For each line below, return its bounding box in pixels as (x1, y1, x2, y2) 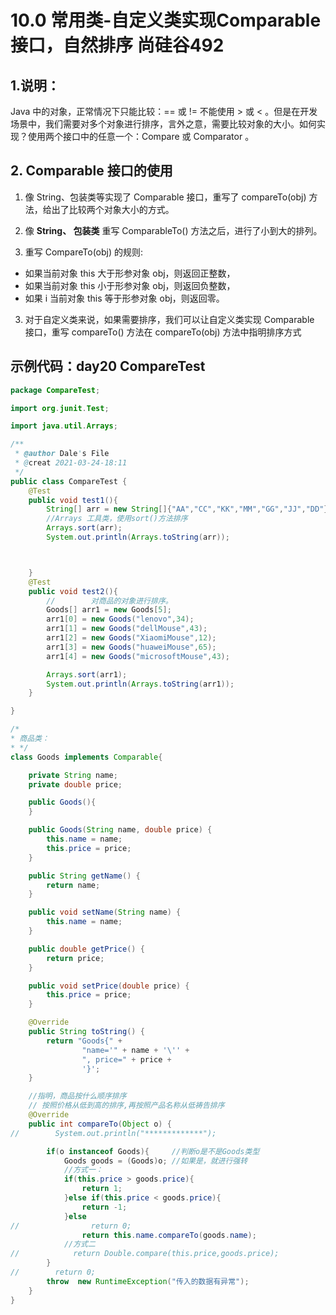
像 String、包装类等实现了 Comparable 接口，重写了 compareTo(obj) (24, 191, 307, 203)
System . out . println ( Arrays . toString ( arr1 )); (46, 679, 235, 689)
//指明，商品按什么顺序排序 (28, 1091, 127, 1101)
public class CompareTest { (10, 476, 128, 486)
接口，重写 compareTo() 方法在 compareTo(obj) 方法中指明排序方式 (24, 326, 302, 338)
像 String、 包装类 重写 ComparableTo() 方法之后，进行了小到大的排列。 (24, 224, 323, 236)
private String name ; (28, 770, 118, 780)
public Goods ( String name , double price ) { (28, 825, 213, 835)
